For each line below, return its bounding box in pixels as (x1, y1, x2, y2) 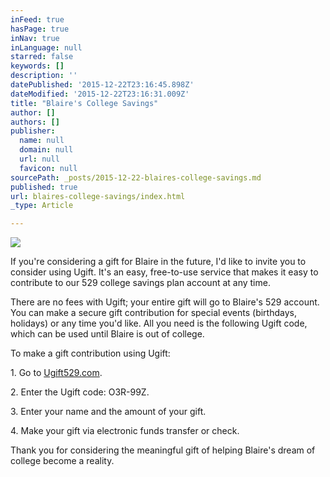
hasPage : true (10, 24, 70, 34)
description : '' (10, 71, 78, 81)
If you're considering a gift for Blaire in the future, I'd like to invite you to (10, 256, 307, 268)
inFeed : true (10, 14, 65, 25)
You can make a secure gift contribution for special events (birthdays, (10, 307, 297, 319)
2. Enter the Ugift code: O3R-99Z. (10, 386, 150, 398)
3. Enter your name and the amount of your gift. (10, 406, 207, 418)
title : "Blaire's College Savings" (10, 98, 159, 108)
